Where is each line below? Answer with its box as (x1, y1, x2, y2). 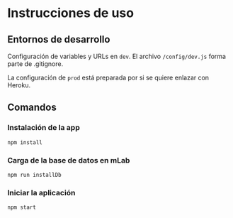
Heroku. (7, 81, 30, 89)
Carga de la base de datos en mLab (7, 155, 130, 165)
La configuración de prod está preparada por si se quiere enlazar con (7, 73, 210, 82)
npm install (7, 138, 42, 146)
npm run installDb (7, 171, 62, 178)
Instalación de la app (7, 123, 80, 133)
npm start (7, 204, 37, 211)
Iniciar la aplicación (7, 187, 76, 197)
